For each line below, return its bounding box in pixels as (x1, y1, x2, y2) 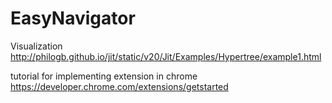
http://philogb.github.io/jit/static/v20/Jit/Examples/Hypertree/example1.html (10, 50, 322, 62)
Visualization (10, 40, 63, 52)
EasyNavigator (10, 7, 136, 30)
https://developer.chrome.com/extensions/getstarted (10, 80, 229, 92)
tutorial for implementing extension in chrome (10, 70, 198, 82)
